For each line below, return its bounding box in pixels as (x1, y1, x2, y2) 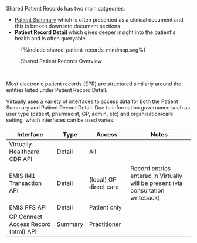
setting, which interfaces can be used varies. (6, 117, 115, 124)
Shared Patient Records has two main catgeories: (6, 5, 125, 12)
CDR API (9, 155, 33, 163)
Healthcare (9, 148, 40, 156)
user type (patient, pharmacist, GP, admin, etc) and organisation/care (6, 111, 174, 117)
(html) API (9, 228, 37, 235)
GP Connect (9, 213, 43, 221)
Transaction (9, 179, 42, 187)
